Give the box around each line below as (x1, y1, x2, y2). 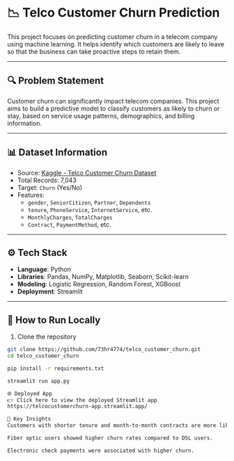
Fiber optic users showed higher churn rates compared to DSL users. (7, 435, 214, 442)
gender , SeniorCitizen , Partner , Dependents (27, 198, 151, 207)
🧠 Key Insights (7, 416, 52, 423)
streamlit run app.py (7, 378, 70, 385)
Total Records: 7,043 (17, 176, 77, 184)
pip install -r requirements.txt (7, 365, 104, 372)
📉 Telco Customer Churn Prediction (7, 5, 220, 21)
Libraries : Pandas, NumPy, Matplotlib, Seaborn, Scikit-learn (17, 273, 189, 281)
